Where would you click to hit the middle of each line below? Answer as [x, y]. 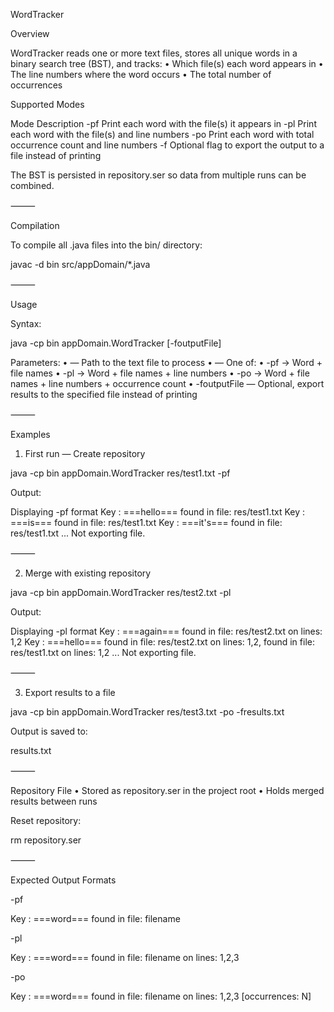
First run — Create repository [85, 453]
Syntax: [26, 323]
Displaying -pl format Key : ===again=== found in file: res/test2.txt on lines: [166, 631]
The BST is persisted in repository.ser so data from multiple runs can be [158, 175]
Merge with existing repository [88, 573]
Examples [30, 434]
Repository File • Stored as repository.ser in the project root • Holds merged [167, 790]
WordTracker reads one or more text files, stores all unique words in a [154, 53]
